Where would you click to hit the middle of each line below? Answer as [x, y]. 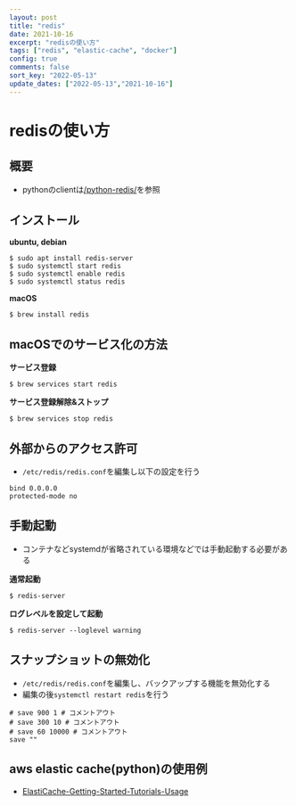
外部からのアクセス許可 [74, 448]
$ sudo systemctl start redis [66, 267]
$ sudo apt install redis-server [71, 259]
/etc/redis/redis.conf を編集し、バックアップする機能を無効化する [146, 683]
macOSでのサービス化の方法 [88, 344]
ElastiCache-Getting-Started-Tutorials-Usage [105, 791]
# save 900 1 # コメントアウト [62, 713]
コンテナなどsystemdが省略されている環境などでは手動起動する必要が [151, 548]
